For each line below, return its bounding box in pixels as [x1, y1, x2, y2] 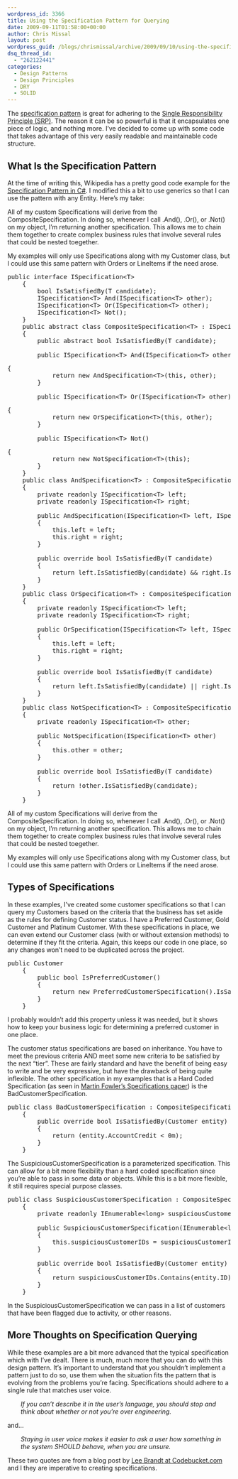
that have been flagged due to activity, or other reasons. [7, 1309, 172, 1317]
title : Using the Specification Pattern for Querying [7, 17, 170, 24]
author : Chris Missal [7, 30, 72, 38]
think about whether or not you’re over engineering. [21, 1407, 172, 1416]
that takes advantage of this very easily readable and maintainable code [7, 132, 217, 141]
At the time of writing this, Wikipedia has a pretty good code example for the [7, 178, 230, 187]
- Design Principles [13, 76, 74, 84]
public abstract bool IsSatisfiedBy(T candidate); [37, 337, 217, 345]
